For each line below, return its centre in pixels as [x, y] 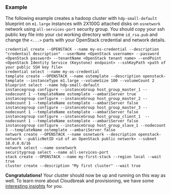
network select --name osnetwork [41, 148]
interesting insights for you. [34, 186]
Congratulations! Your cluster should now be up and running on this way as [85, 176]
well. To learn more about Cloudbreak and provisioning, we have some [80, 181]
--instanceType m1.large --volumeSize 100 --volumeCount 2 [90, 81]
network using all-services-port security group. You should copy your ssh [85, 29]
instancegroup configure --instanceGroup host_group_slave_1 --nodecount [86, 126]
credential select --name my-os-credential [52, 72]
